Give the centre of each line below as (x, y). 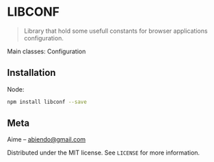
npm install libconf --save (47, 102)
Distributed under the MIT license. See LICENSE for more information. (104, 153)
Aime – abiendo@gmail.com (46, 139)
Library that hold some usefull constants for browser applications (116, 31)
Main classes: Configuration (46, 51)
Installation (31, 73)
